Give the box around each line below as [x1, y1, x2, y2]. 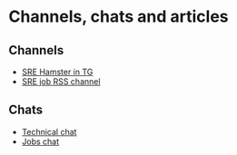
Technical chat [21, 126, 77, 137]
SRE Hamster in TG [21, 66, 94, 77]
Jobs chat [21, 136, 60, 147]
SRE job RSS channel [21, 76, 101, 87]
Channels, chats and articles [8, 6, 229, 27]
